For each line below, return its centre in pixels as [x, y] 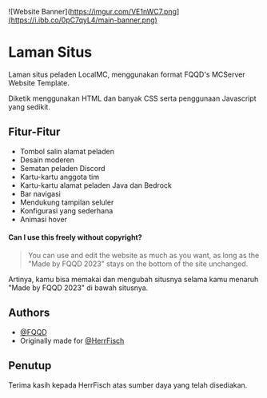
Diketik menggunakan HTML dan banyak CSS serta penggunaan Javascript [133, 98]
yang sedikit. [29, 106]
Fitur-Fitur [34, 132]
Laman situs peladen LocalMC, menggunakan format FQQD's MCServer [127, 74]
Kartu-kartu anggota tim [60, 177]
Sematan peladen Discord [62, 168]
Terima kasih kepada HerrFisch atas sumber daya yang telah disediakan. [128, 385]
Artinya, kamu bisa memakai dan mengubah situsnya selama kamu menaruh [133, 279]
